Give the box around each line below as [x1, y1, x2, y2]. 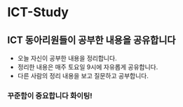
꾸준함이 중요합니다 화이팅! [7, 91, 93, 101]
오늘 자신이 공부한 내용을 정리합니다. [17, 54, 117, 62]
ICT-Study [7, 4, 69, 20]
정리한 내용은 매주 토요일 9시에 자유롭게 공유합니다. [17, 63, 158, 71]
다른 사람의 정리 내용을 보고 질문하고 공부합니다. [17, 72, 149, 80]
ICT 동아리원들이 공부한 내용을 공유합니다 [7, 34, 176, 46]
